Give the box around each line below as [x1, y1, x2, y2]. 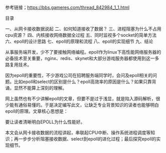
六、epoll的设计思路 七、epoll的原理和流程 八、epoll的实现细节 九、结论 [5, 38, 153, 44]
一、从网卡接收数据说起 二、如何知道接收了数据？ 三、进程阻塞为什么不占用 [5, 26, 161, 32]
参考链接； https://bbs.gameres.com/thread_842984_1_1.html [5, 5, 129, 10]
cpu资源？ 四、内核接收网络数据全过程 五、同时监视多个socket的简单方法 [5, 32, 157, 38]
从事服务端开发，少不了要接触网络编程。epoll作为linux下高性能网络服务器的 [5, 49, 161, 55]
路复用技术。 [5, 62, 32, 67]
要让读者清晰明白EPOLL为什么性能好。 [5, 119, 85, 125]
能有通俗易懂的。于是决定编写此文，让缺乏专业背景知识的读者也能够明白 [9, 102, 159, 108]
